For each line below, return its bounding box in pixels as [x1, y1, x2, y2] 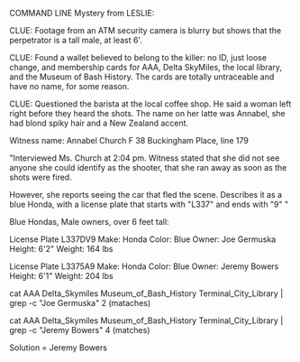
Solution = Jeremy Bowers [9, 342, 108, 353]
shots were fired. [9, 172, 72, 182]
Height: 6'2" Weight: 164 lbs [9, 244, 114, 254]
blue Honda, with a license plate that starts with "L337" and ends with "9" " [9, 199, 289, 209]
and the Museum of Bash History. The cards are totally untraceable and [9, 71, 275, 82]
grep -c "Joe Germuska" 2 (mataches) [9, 298, 151, 308]
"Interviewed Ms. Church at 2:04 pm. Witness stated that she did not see [9, 153, 280, 163]
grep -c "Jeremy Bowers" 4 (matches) [9, 325, 150, 335]
